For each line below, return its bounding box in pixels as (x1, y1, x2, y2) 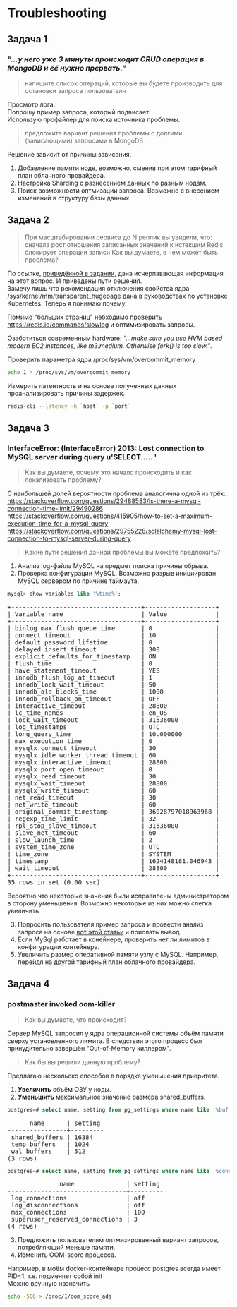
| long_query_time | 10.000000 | (7, 730, 220, 738)
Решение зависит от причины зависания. (7, 150, 132, 158)
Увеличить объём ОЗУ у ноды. (17, 1085, 111, 1093)
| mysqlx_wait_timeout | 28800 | (7, 780, 220, 788)
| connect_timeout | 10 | (7, 632, 220, 639)
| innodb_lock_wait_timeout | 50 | (7, 681, 220, 689)
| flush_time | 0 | (7, 660, 220, 668)
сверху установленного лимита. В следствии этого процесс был (7, 1036, 202, 1045)
